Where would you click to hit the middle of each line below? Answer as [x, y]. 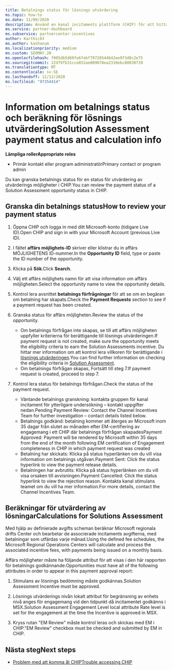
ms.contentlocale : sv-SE [32, 72]
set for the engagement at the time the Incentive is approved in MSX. [85, 613]
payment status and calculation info [83, 140]
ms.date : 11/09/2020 [27, 20]
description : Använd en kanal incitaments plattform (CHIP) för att [80, 24]
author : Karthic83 [25, 39]
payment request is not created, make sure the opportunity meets [90, 341]
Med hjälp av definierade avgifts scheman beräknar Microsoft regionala [81, 528]
